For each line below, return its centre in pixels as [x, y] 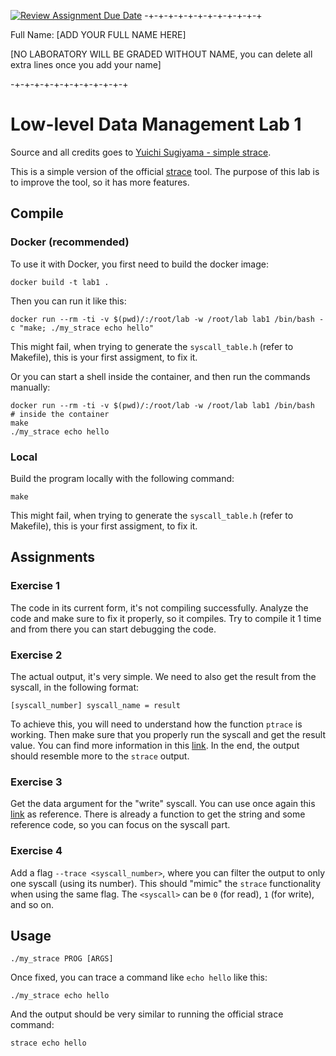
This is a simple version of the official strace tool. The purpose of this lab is [165, 171]
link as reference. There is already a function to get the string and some [158, 814]
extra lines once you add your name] [86, 64]
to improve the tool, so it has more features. [100, 182]
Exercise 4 [36, 851]
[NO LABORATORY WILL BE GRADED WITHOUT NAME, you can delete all [161, 54]
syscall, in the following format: [75, 687]
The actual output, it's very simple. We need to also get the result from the [163, 676]
